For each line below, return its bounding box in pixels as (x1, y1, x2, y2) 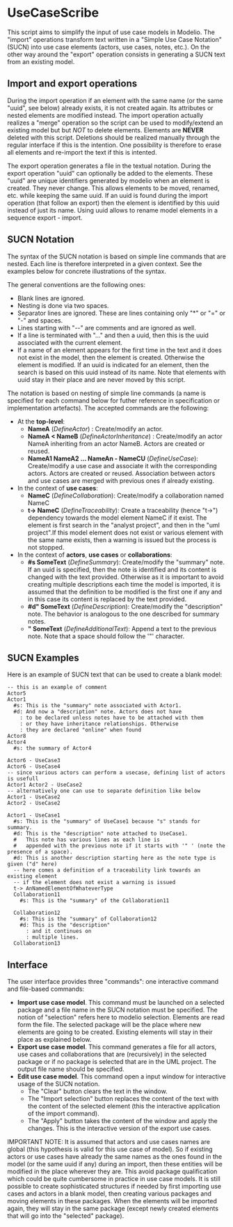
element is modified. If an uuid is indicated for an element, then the (17, 360, 209, 369)
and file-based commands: (7, 985, 85, 994)
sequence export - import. (7, 213, 83, 222)
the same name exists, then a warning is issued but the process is (27, 535, 217, 544)
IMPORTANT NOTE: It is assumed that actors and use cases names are (7, 1138, 211, 1146)
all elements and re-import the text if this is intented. (7, 148, 157, 156)
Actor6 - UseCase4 (7, 763, 61, 771)
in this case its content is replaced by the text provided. (27, 594, 187, 603)
